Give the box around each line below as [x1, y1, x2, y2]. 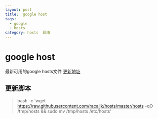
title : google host [5, 12, 48, 17]
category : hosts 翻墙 [5, 30, 50, 35]
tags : [5, 16, 16, 21]
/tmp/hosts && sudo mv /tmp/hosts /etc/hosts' [17, 108, 112, 114]
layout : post [5, 7, 32, 12]
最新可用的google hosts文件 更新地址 [5, 68, 80, 74]
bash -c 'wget [17, 97, 46, 104]
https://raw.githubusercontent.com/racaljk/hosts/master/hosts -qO [17, 103, 153, 109]
